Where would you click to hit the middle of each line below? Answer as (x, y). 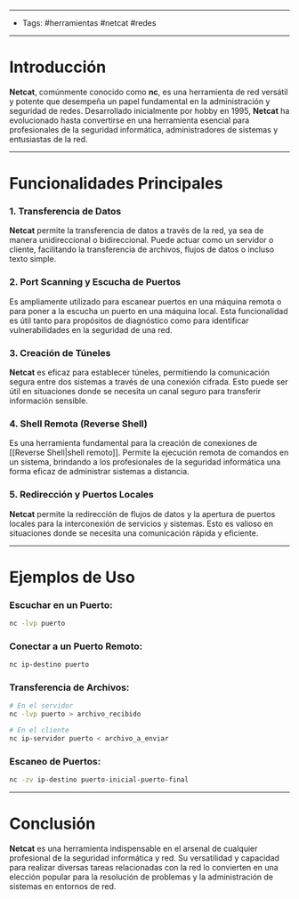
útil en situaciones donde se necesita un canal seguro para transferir (135, 392)
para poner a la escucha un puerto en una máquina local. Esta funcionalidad (149, 311)
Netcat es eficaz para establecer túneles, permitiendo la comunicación (139, 373)
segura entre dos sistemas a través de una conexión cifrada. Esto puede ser (149, 382)
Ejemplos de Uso (72, 577)
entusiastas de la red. (48, 139)
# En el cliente (39, 731)
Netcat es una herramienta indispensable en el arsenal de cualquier (133, 849)
